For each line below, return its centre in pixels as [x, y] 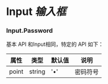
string [37, 71]
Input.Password [30, 31]
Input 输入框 [36, 12]
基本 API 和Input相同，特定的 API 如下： [55, 44]
